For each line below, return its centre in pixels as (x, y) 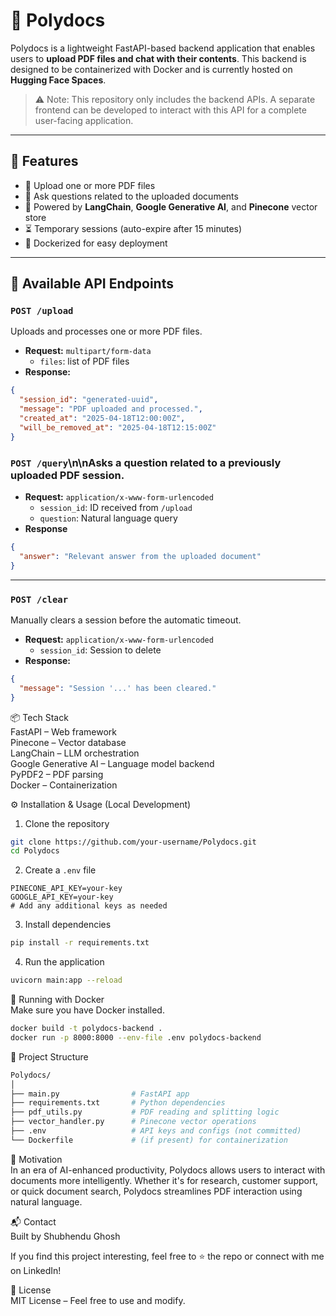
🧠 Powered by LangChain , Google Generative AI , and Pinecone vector (171, 206)
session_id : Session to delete (100, 650)
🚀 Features (44, 161)
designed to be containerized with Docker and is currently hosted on (151, 69)
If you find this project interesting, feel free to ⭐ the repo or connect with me (167, 1256)
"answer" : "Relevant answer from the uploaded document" (140, 556)
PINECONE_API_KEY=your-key (66, 889)
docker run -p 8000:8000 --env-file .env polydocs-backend (136, 1037)
